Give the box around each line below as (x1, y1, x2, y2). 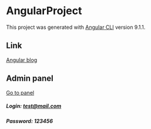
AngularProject (6, 4, 82, 18)
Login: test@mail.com (6, 102, 62, 110)
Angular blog (6, 56, 38, 63)
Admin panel (6, 74, 54, 84)
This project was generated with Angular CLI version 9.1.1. (6, 24, 146, 31)
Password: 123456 (6, 117, 53, 124)
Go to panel (6, 89, 34, 96)
